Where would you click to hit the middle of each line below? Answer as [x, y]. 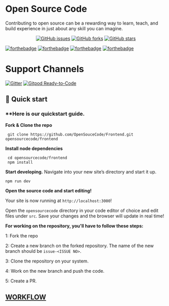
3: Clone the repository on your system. [47, 261]
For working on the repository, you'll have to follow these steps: [74, 226]
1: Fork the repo [22, 236]
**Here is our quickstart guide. [45, 114]
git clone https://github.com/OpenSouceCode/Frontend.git [70, 134]
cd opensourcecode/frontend [37, 158]
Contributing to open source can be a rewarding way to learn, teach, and [82, 23]
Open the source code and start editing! [49, 191]
